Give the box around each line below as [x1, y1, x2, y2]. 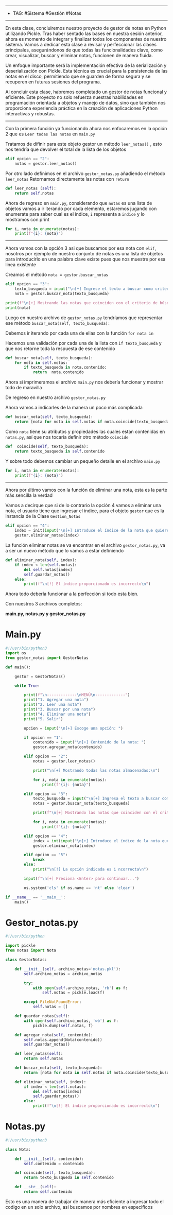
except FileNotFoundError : [24, 999, 82, 1004]
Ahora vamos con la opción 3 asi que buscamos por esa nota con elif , [5, 245, 157, 251]
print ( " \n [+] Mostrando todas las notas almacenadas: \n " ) [32, 768, 160, 773]
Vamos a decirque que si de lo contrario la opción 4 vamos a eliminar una [5, 502, 161, 509]
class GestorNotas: [5, 957, 47, 962]
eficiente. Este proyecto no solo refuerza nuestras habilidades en [5, 94, 144, 100]
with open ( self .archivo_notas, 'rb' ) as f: [32, 985, 128, 991]
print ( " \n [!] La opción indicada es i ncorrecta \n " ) [32, 867, 148, 872]
